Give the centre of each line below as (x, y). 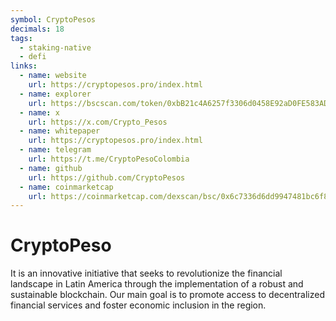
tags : (21, 38)
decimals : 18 (37, 29)
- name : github (51, 168)
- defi (33, 57)
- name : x (39, 112)
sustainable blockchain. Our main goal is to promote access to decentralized (168, 295)
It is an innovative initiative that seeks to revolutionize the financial (146, 273)
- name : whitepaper (60, 131)
